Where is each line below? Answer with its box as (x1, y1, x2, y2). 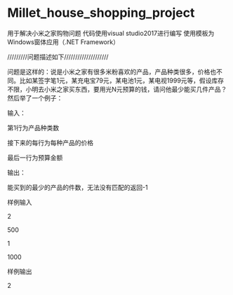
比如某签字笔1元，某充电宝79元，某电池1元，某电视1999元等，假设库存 (19, 76, 225, 85)
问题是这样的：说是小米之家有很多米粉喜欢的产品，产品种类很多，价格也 (7, 67, 216, 76)
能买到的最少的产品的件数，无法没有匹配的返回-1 (7, 183, 149, 191)
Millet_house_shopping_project (7, 5, 195, 21)
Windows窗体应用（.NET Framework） (7, 37, 119, 46)
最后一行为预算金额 (7, 153, 63, 162)
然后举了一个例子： (7, 93, 63, 102)
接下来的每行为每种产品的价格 (7, 138, 93, 146)
